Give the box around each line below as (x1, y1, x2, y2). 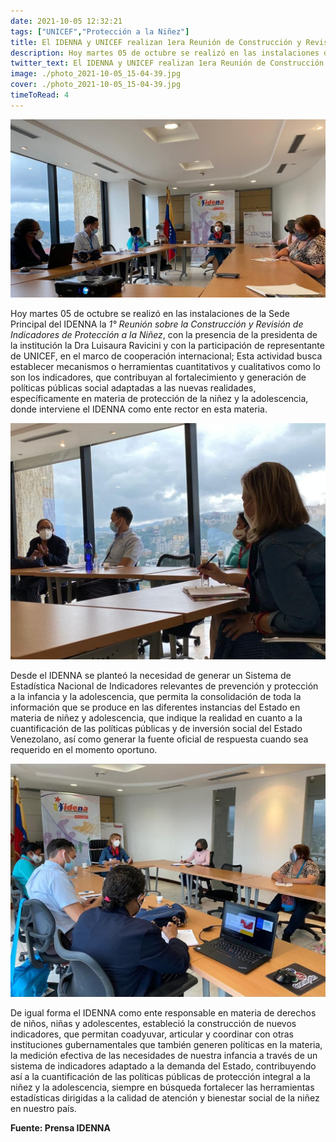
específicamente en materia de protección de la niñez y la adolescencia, (10, 392, 309, 404)
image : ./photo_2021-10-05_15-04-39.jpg (10, 69, 182, 79)
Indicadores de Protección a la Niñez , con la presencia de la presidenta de (10, 328, 318, 340)
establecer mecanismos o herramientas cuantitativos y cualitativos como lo (10, 360, 321, 372)
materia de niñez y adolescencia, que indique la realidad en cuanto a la (10, 711, 303, 724)
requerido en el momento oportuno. (10, 743, 158, 755)
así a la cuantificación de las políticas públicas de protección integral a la (10, 1071, 311, 1083)
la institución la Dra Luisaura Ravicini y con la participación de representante (10, 339, 325, 351)
